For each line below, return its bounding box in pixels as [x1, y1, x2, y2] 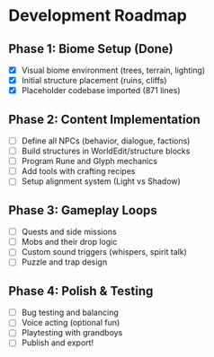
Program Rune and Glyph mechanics [21, 156, 158, 167]
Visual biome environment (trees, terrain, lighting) [21, 65, 206, 75]
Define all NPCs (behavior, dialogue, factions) [21, 135, 191, 146]
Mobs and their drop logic [21, 237, 118, 248]
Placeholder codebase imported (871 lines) [21, 85, 181, 96]
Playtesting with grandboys [21, 327, 123, 338]
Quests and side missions [21, 226, 118, 238]
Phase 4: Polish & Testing [8, 283, 154, 299]
